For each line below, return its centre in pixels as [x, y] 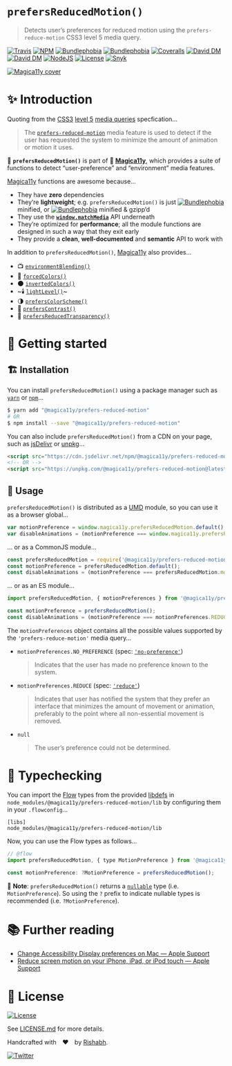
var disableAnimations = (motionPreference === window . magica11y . [105, 534]
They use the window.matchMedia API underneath [86, 217]
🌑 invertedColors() [46, 283]
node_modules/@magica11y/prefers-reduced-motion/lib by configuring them [114, 802]
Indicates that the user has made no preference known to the [121, 664]
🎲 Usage [25, 491]
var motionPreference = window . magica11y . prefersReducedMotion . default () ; [117, 527]
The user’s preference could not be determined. [103, 747]
